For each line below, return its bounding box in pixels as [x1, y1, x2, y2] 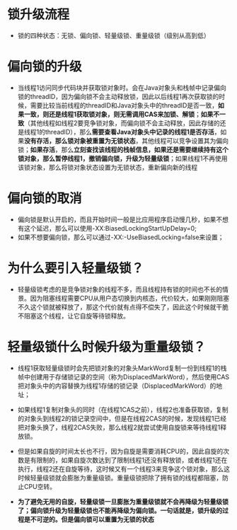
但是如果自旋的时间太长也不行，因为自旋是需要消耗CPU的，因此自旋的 [17, 447, 224, 455]
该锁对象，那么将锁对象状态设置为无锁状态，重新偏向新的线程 [17, 163, 198, 171]
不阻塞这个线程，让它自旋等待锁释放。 [17, 311, 129, 320]
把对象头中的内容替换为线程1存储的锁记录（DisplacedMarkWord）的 [17, 381, 216, 390]
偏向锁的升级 [7, 59, 83, 75]
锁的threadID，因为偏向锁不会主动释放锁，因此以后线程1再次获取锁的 [17, 92, 219, 100]
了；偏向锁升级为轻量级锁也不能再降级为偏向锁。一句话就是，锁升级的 [17, 506, 223, 514]
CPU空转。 [23, 482, 57, 490]
